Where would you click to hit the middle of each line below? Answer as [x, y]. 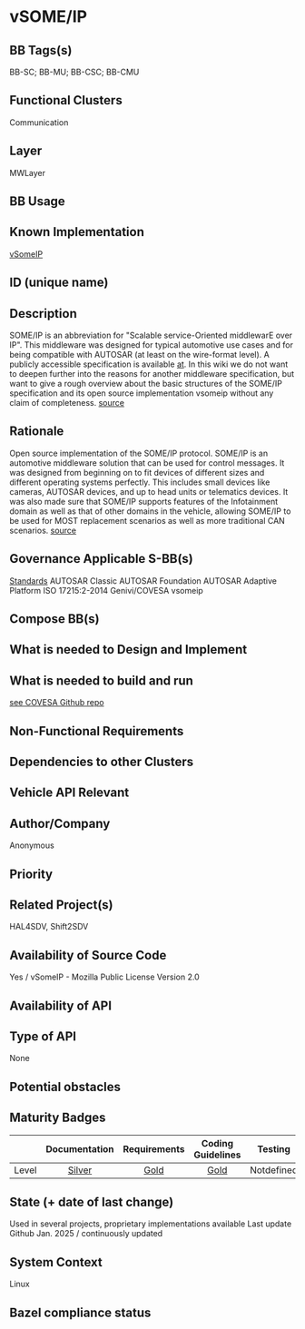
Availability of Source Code [88, 955]
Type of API [43, 1037]
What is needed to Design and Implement [128, 650]
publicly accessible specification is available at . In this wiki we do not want [149, 364]
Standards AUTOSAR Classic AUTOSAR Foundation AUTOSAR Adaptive [143, 581]
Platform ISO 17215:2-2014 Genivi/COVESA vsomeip [107, 590]
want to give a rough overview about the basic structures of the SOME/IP [146, 384]
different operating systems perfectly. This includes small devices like [140, 482]
